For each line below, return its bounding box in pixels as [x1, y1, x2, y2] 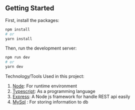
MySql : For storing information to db [12, 99, 88, 105]
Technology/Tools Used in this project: [5, 73, 84, 79]
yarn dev [5, 64, 23, 69]
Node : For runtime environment [12, 83, 77, 89]
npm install [5, 27, 30, 32]
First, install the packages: [5, 17, 59, 23]
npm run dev [5, 55, 30, 60]
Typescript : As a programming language [12, 88, 96, 94]
